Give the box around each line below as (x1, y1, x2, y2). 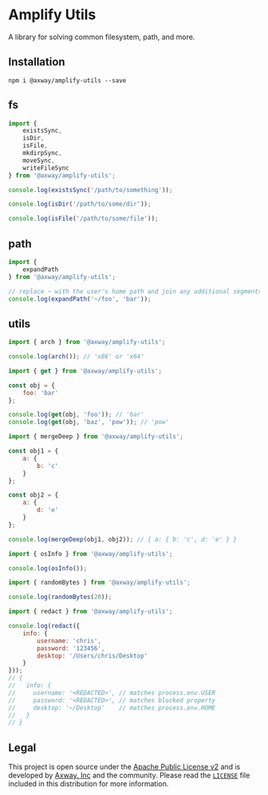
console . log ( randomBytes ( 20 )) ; (8, 593, 112, 601)
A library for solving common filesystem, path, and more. (8, 32, 195, 42)
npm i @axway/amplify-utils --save (8, 76, 127, 85)
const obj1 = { (8, 447, 59, 455)
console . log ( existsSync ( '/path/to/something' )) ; (8, 186, 173, 194)
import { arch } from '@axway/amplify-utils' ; (8, 338, 166, 346)
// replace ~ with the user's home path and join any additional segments (8, 287, 262, 295)
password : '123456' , (37, 644, 105, 653)
